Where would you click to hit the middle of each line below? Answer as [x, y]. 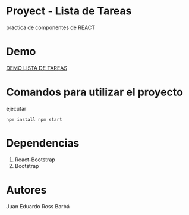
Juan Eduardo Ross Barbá [38, 206]
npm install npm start [34, 119]
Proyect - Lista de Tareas [69, 11]
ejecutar [16, 108]
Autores [26, 190]
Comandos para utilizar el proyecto [94, 92]
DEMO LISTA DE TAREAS [37, 68]
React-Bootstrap [35, 160]
